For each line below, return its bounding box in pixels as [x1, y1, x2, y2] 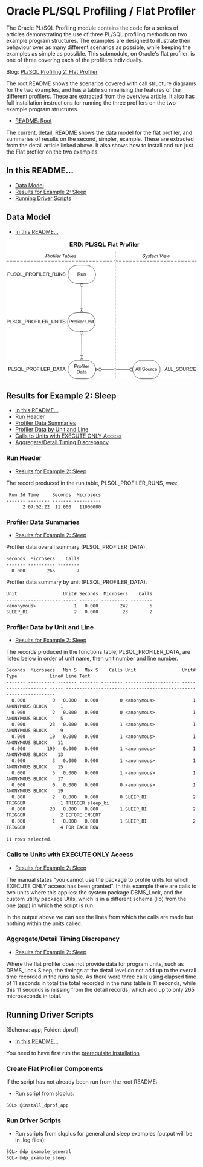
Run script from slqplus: [14, 1090, 75, 1097]
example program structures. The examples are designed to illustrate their [6, 37, 191, 44]
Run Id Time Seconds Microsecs [8, 491, 101, 498]
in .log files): [14, 1136, 47, 1143]
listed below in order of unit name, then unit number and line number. [6, 655, 178, 662]
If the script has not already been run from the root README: [6, 1078, 158, 1085]
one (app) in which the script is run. [6, 902, 95, 909]
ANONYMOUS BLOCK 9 [6, 728, 63, 734]
